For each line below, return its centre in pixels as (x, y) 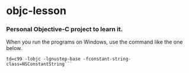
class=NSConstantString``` (39, 64)
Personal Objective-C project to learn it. (65, 29)
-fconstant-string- (107, 59)
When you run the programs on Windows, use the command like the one (94, 42)
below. (14, 48)
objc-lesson (36, 11)
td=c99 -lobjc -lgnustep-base (44, 59)
